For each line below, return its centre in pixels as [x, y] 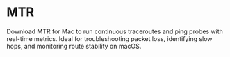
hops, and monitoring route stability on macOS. [74, 46]
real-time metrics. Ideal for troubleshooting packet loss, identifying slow [109, 38]
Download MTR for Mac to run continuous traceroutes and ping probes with [115, 31]
